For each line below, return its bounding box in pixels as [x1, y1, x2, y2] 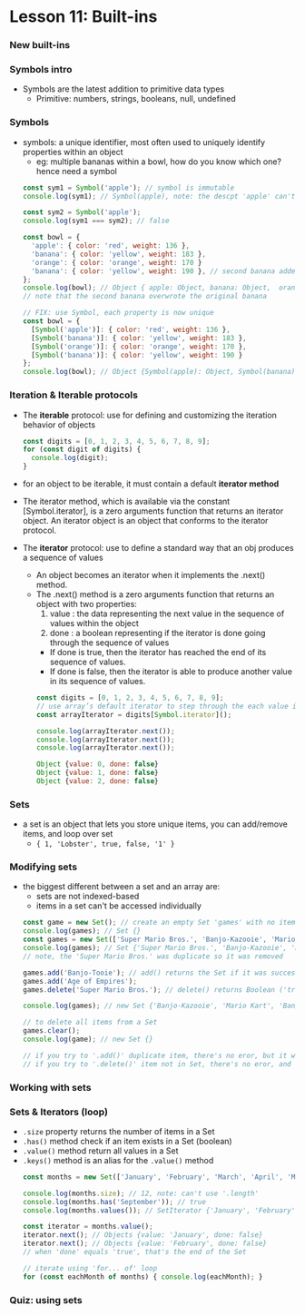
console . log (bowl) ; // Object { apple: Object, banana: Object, [22, 283, 271, 292]
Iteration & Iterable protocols [9, 388, 139, 401]
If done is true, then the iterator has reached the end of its [49, 647, 267, 657]
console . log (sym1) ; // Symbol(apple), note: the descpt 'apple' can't [22, 191, 296, 201]
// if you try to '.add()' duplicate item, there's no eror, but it [22, 1051, 288, 1060]
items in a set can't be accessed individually [35, 900, 202, 911]
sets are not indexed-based [35, 891, 140, 902]
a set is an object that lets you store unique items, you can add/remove [22, 819, 288, 829]
